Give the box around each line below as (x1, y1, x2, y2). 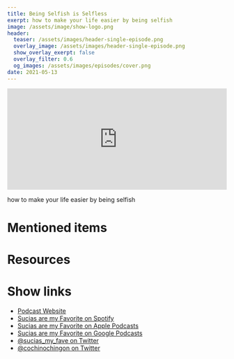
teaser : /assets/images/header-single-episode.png (13, 36, 164, 43)
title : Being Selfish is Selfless (7, 10, 108, 17)
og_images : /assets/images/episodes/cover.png (13, 62, 151, 69)
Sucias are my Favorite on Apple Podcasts (17, 321, 139, 330)
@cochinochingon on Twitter (17, 344, 101, 352)
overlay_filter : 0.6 (13, 56, 73, 63)
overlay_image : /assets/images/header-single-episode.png (13, 43, 186, 50)
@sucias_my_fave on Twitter (17, 336, 100, 344)
